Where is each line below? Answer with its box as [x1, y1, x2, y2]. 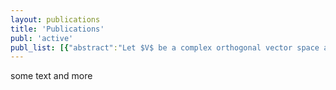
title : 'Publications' [10, 24, 105, 34]
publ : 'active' [10, 33, 74, 43]
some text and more [10, 70, 93, 82]
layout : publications [10, 14, 101, 25]
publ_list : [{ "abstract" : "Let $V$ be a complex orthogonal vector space [10, 42, 320, 53]
